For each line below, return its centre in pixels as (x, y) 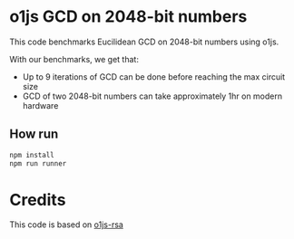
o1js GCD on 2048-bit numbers (128, 17)
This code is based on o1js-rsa (67, 225)
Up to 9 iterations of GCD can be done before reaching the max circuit (154, 76)
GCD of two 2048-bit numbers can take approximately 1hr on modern (152, 96)
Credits (38, 200)
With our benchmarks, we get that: (74, 59)
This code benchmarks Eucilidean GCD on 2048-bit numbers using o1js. (144, 42)
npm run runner (38, 163)
